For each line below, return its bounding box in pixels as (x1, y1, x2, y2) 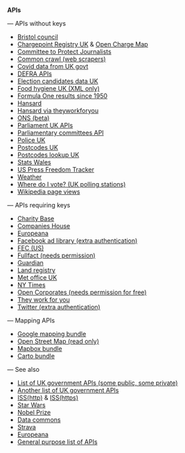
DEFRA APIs (17, 69, 52, 78)
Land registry (17, 266, 55, 274)
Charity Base (17, 214, 55, 223)
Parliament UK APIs (17, 121, 73, 129)
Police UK (17, 136, 46, 144)
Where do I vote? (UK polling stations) (17, 180, 126, 188)
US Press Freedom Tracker (17, 166, 95, 173)
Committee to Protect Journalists (17, 48, 112, 55)
